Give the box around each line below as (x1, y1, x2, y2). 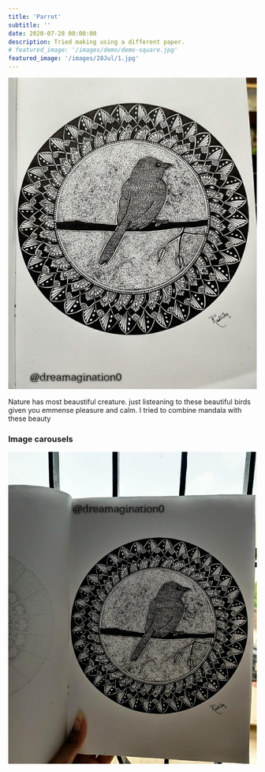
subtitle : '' (8, 21, 51, 29)
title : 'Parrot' (8, 13, 62, 21)
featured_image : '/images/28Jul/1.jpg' (8, 55, 140, 62)
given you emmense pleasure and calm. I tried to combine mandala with (8, 406, 242, 415)
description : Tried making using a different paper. (8, 38, 185, 46)
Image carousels (8, 433, 73, 445)
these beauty (8, 414, 51, 423)
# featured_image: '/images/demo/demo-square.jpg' (8, 46, 178, 55)
